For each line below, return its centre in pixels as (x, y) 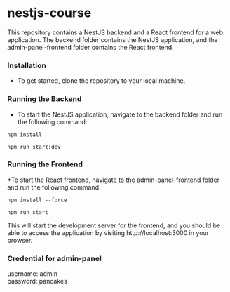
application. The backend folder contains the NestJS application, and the (113, 39)
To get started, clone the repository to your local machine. (101, 81)
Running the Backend (45, 99)
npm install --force (38, 200)
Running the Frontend (45, 164)
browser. (20, 240)
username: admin (33, 274)
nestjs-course (49, 13)
